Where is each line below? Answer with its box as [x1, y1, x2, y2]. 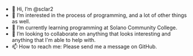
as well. [11, 18, 31, 24]
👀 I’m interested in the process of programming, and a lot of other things [11, 12, 187, 19]
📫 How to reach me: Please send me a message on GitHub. [11, 43, 157, 50]
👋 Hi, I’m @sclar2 [11, 6, 54, 12]
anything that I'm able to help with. [11, 37, 96, 43]
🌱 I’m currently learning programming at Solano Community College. [11, 24, 178, 31]
